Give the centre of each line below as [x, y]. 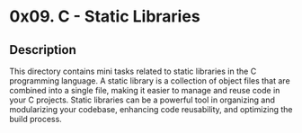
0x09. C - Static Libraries [105, 17]
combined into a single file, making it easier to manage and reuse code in [145, 90]
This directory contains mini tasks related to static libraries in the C [133, 71]
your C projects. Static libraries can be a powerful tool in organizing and [142, 100]
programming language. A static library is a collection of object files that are [150, 81]
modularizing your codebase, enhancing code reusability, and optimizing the [151, 109]
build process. [36, 119]
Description [43, 50]
